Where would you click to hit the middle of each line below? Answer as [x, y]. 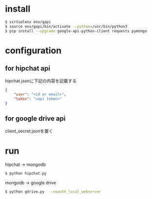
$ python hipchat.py [26, 173]
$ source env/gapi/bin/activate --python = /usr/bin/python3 [66, 26]
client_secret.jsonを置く [29, 131]
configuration [33, 50]
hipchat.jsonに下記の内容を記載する [41, 81]
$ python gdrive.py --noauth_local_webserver [53, 191]
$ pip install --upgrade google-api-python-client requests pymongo [76, 31]
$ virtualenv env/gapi [28, 22]
